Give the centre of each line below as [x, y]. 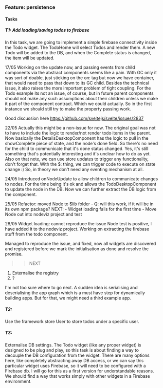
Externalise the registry [36, 273]
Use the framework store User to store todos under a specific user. [72, 322]
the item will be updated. [30, 58]
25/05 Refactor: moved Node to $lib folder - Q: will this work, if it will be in [79, 204]
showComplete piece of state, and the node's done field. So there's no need [81, 144]
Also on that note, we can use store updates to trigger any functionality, [77, 159]
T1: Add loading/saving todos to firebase [47, 30]
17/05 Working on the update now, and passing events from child [70, 67]
